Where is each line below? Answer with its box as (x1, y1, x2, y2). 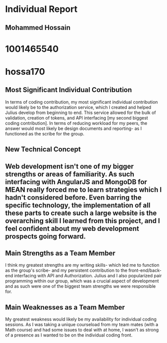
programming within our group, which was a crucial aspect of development (5, 278, 159, 284)
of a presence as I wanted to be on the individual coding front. (5, 332, 133, 338)
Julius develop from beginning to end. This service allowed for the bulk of (5, 110, 157, 115)
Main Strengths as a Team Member (5, 249, 116, 257)
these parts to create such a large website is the (5, 209, 157, 217)
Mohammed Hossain (5, 23, 71, 32)
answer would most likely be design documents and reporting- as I (5, 125, 142, 131)
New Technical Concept (5, 145, 81, 154)
